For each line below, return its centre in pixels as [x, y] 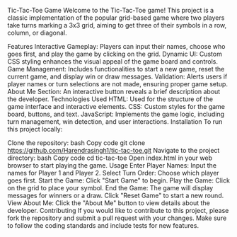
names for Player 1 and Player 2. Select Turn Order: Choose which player [113, 173]
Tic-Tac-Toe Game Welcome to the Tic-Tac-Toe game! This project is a [111, 10]
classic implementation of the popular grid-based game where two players [116, 18]
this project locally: [35, 129]
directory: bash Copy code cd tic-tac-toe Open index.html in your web [110, 158]
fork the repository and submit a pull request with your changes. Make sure [117, 218]
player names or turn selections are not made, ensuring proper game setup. [118, 84]
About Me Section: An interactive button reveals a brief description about [114, 92]
